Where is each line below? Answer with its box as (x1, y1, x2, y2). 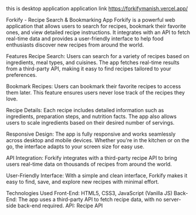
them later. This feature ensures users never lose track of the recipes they (6, 89, 185, 96)
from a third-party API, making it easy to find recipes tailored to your (6, 65, 171, 72)
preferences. (6, 72, 37, 78)
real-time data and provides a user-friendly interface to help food (6, 35, 164, 42)
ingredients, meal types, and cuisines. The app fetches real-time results (6, 59, 180, 66)
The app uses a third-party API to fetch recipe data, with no (18, 196, 163, 203)
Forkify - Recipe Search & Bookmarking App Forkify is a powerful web (6, 16, 175, 23)
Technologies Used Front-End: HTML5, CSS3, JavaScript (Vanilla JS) (6, 190, 173, 196)
